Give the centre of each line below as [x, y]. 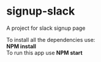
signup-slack [41, 11]
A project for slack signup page [46, 28]
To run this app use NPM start [44, 52]
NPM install [21, 46]
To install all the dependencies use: [51, 40]
